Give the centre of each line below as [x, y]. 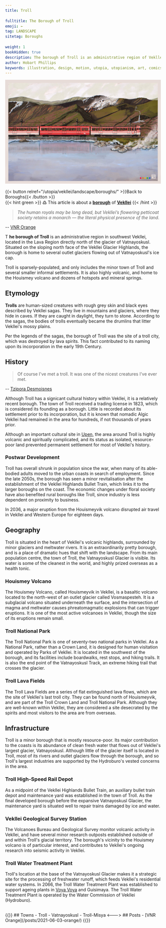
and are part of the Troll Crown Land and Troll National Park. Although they [81, 702]
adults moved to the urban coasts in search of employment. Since [87, 473]
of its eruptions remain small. [35, 618]
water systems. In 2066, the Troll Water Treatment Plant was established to [82, 884]
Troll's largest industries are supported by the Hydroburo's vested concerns [82, 761]
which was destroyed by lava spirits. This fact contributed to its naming [78, 341]
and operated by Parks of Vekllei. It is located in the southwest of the [75, 652]
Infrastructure [27, 728]
